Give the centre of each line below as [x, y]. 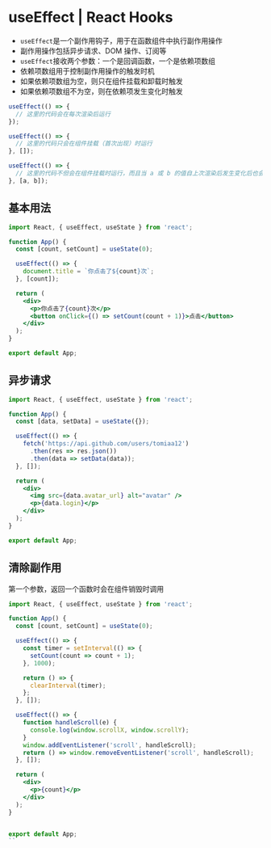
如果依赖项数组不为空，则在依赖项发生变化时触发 [101, 91]
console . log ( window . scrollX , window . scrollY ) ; [109, 730]
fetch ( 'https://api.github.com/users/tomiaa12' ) [106, 444]
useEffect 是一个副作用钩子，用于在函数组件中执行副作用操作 [121, 40]
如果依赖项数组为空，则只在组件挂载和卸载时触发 [101, 81]
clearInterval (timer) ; [68, 686]
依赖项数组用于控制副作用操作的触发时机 [87, 71]
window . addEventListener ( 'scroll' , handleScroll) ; [110, 745]
